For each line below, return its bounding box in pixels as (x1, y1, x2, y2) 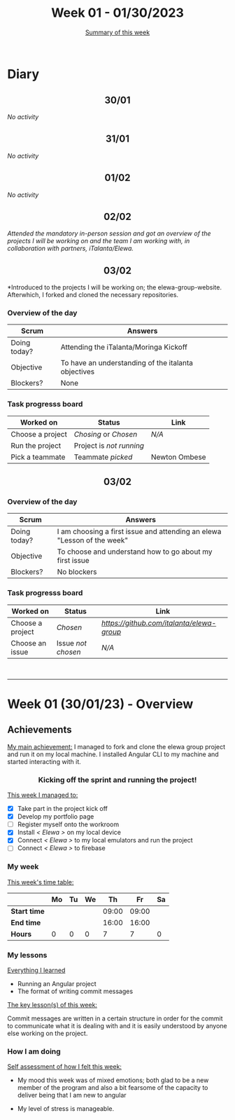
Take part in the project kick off (17, 805, 108, 813)
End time (10, 917, 41, 927)
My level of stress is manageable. (17, 1105, 114, 1113)
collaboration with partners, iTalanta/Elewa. (7, 244, 134, 253)
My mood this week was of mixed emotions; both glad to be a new (17, 1076, 209, 1084)
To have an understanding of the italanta (60, 358, 194, 368)
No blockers (57, 567, 97, 577)
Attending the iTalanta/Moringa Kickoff (60, 342, 187, 352)
